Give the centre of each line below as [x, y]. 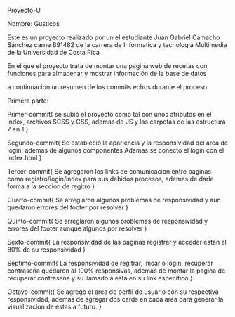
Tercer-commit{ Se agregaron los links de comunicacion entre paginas [109, 171]
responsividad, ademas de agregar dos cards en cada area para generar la [115, 299]
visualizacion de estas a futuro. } [54, 306]
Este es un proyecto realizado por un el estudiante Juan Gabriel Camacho [114, 37]
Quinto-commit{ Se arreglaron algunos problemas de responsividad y [108, 221]
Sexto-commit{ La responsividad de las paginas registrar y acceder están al [117, 242]
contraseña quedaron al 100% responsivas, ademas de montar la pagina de [116, 271]
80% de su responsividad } [47, 250]
